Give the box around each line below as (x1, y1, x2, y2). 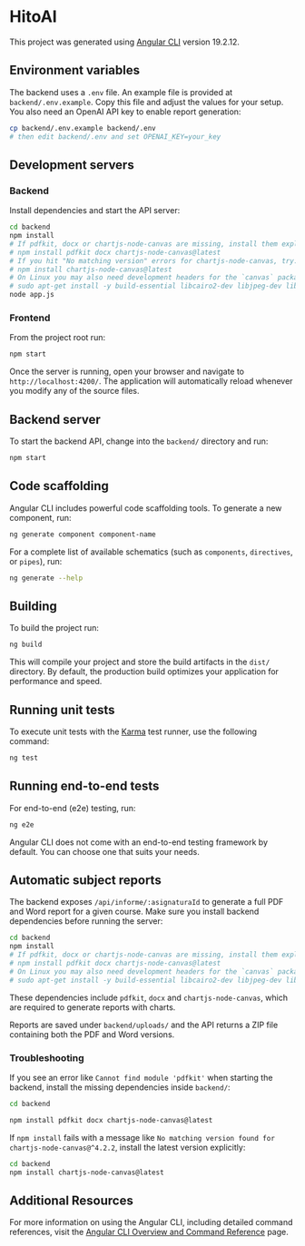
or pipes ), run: (9, 555, 63, 566)
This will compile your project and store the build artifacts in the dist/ (9, 656, 271, 668)
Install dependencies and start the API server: (9, 205, 181, 216)
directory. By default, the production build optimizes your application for (9, 666, 280, 677)
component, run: (9, 512, 72, 523)
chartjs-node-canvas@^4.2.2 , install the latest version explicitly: (9, 1142, 246, 1153)
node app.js (9, 290, 54, 299)
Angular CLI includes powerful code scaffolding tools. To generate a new (9, 502, 282, 514)
